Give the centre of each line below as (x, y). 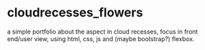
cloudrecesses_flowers (75, 13)
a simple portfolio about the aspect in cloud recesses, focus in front (102, 32)
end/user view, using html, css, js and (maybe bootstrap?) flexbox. (101, 38)
